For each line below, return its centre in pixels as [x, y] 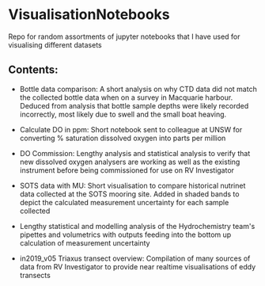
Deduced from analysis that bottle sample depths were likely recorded [134, 105]
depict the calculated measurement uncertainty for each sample [124, 202]
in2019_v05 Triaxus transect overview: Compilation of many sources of [135, 258]
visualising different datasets [55, 44]
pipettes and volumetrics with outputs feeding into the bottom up [125, 235]
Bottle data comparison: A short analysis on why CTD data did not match [138, 89]
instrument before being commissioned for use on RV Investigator [127, 170]
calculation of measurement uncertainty [85, 242]
